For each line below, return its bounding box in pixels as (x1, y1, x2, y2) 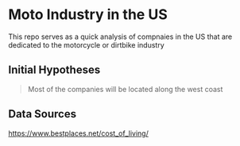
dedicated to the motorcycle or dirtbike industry (8, 40, 165, 49)
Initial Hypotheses (8, 63, 101, 77)
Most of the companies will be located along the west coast (27, 84, 223, 94)
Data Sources (8, 107, 77, 121)
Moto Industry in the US (8, 6, 168, 24)
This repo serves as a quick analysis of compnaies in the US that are (8, 32, 233, 41)
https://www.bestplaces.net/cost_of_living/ (8, 129, 149, 138)
